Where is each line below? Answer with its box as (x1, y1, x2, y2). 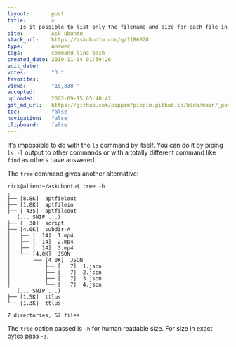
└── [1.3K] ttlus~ (7, 299, 65, 306)
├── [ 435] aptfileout (7, 207, 77, 214)
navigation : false (7, 114, 68, 122)
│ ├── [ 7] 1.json (7, 263, 102, 270)
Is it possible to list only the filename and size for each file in (20, 23, 228, 30)
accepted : (7, 89, 37, 96)
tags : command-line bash (7, 50, 105, 57)
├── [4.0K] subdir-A (7, 225, 71, 233)
